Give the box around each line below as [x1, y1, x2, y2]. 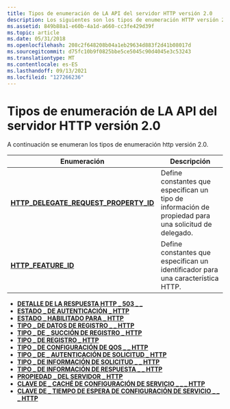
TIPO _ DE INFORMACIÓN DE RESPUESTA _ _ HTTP [16, 365, 163, 373]
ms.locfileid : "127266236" [7, 73, 84, 81]
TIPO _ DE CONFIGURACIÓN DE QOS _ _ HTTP [16, 343, 149, 351]
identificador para [160, 265, 218, 275]
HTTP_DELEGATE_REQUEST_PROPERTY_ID [10, 198, 155, 208]
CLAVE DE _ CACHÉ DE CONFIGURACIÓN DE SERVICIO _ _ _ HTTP [16, 380, 205, 388]
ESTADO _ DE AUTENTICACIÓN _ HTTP [16, 307, 130, 315]
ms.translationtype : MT [7, 55, 75, 62]
